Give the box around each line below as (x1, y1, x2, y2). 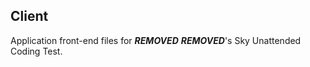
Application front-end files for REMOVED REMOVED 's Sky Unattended (10, 34, 302, 46)
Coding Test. (10, 45, 63, 57)
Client (10, 8, 49, 25)
